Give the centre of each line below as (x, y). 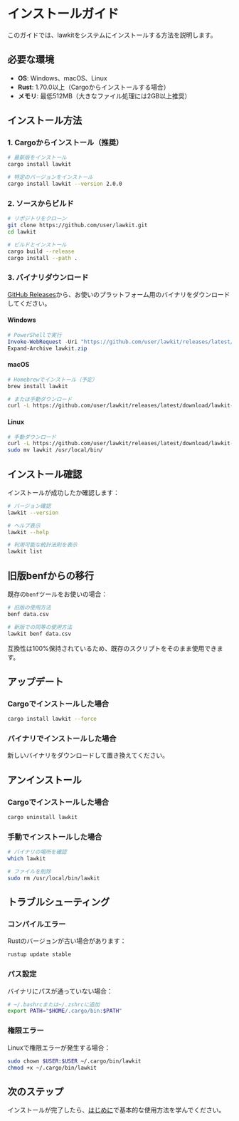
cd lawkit (22, 231)
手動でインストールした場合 (55, 837)
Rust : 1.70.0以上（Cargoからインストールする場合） (94, 87)
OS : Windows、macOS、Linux (63, 78)
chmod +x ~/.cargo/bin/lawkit (52, 1068)
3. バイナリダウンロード (48, 278)
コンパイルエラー (37, 924)
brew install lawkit (38, 386)
